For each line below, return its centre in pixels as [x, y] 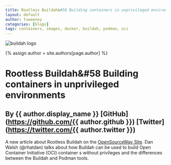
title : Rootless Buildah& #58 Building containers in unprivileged [77, 10]
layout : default [22, 15]
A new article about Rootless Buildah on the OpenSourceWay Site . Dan [79, 142]
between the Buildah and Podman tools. [47, 158]
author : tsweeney [24, 19]
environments [35, 95]
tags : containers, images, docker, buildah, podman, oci [67, 29]
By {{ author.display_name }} [52, 114]
